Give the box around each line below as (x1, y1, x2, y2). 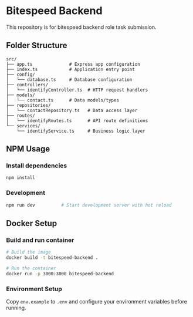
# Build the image (6, 249, 51, 255)
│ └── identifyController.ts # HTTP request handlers (6, 87, 148, 93)
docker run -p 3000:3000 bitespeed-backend (6, 271, 114, 276)
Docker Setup (6, 218, 57, 228)
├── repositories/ (6, 102, 51, 108)
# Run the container (6, 265, 57, 271)
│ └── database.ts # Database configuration (6, 76, 133, 83)
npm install (6, 175, 35, 181)
